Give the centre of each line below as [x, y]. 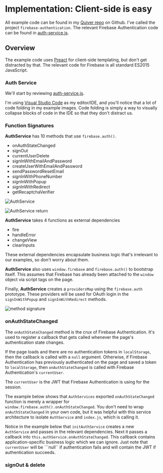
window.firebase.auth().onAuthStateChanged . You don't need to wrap [74, 406]
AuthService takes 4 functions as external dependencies [63, 220]
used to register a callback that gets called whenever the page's [69, 337]
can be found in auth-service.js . [37, 33]
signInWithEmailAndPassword [42, 161]
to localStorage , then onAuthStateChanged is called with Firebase [70, 367]
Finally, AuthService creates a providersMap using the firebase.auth [74, 289]
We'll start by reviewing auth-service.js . [45, 93]
